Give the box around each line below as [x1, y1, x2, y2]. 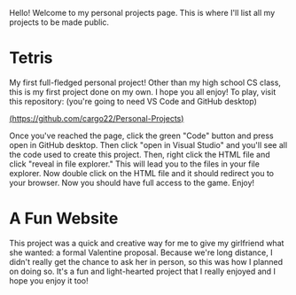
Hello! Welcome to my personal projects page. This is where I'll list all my [9, 8, 276, 18]
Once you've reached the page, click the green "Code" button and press [9, 130, 274, 141]
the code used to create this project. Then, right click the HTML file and [9, 149, 270, 159]
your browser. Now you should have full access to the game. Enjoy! [9, 177, 255, 188]
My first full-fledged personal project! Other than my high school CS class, [9, 77, 282, 88]
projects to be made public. [9, 17, 109, 27]
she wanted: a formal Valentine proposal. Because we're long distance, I [9, 247, 273, 258]
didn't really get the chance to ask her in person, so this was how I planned [9, 256, 284, 267]
